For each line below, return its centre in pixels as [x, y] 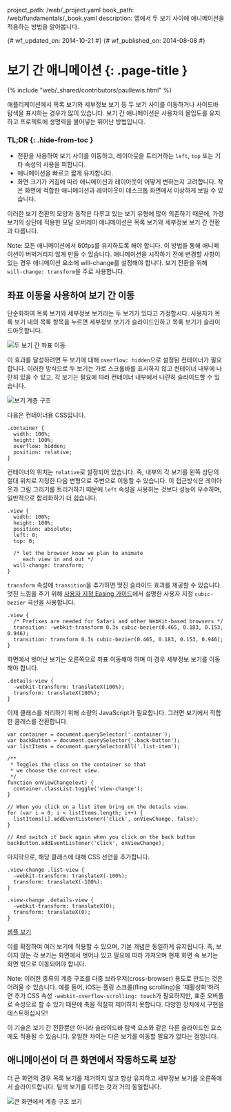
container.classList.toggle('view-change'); [78, 789]
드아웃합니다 [24, 331]
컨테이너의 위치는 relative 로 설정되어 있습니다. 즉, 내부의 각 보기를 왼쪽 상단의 [113, 472]
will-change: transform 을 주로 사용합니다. [66, 271]
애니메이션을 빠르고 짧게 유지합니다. [65, 173]
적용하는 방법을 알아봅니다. [43, 27]
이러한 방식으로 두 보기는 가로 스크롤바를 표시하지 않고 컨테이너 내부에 [121, 369]
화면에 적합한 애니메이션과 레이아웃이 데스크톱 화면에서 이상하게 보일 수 [120, 191]
